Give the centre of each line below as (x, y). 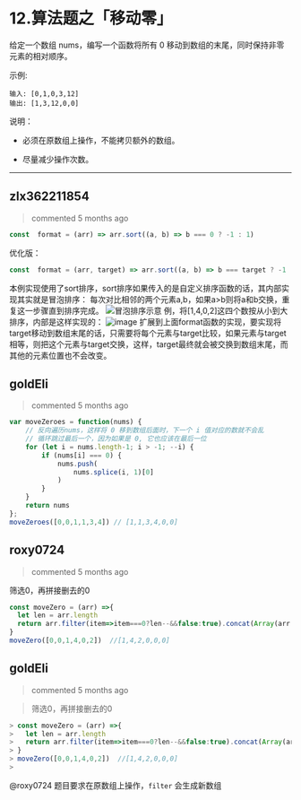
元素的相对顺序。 (41, 56)
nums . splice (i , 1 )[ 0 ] (113, 472)
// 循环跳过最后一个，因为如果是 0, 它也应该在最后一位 (116, 439)
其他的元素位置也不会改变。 (60, 355)
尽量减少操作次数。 (58, 159)
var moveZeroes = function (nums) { (76, 422)
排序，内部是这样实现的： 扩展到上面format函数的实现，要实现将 (146, 322)
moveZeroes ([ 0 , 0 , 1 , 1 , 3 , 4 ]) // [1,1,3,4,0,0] (94, 522)
